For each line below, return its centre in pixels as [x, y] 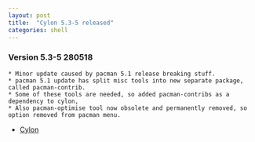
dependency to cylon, [44, 101]
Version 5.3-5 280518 [51, 57]
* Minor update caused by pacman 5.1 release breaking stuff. [112, 74]
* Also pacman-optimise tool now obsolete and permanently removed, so [127, 108]
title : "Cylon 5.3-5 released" [61, 23]
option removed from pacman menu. [65, 115]
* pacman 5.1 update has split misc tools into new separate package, [126, 80]
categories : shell [38, 30]
